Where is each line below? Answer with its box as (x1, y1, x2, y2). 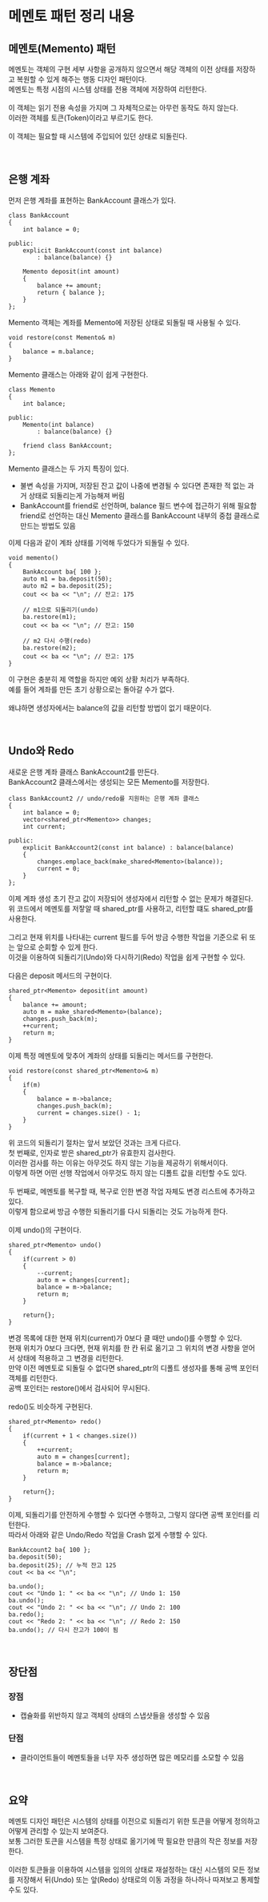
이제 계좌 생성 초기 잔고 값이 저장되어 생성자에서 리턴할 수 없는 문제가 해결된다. (8, 894, 254, 903)
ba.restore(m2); (22, 644, 78, 652)
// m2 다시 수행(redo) (22, 637, 92, 645)
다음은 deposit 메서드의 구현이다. (8, 971, 112, 980)
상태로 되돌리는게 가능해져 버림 (28, 490, 126, 501)
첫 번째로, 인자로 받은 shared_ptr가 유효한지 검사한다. (8, 1148, 176, 1157)
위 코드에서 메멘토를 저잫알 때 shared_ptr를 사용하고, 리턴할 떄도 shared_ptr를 (8, 903, 254, 913)
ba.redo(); (8, 1610, 45, 1619)
